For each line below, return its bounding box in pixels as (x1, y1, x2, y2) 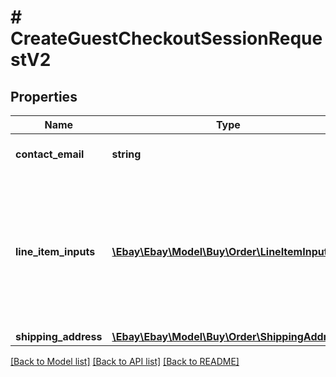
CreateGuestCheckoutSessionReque (10, 27, 323, 50)
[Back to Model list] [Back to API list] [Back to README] (10, 356, 240, 367)
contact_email (15, 147, 85, 161)
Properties (10, 88, 78, 105)
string (111, 147, 142, 161)
